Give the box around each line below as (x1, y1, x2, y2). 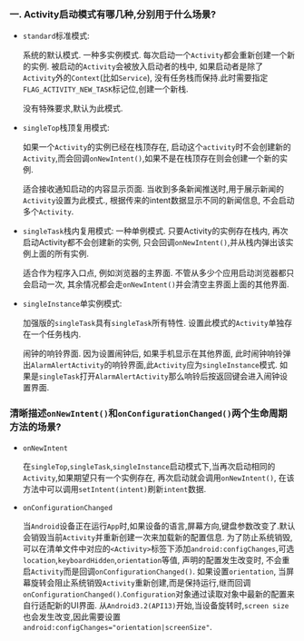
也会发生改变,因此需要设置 (22, 611, 121, 622)
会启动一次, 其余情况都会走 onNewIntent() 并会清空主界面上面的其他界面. (22, 279, 289, 290)
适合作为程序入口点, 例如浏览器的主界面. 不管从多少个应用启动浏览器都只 (22, 268, 295, 279)
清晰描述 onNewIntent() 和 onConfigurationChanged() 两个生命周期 (9, 407, 288, 419)
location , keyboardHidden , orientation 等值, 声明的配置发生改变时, (22, 554, 265, 565)
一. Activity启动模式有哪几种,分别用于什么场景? (9, 7, 216, 20)
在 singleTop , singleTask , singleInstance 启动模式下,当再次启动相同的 (22, 460, 276, 471)
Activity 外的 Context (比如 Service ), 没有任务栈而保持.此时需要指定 (22, 73, 269, 84)
